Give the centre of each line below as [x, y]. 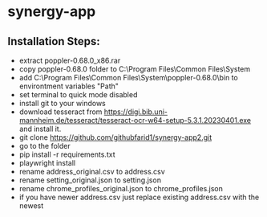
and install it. [40, 129]
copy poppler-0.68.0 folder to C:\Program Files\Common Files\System [135, 69]
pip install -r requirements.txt [67, 154]
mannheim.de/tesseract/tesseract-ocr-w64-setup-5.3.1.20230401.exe [135, 120]
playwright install [47, 163]
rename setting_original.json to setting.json [90, 180]
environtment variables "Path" [69, 86]
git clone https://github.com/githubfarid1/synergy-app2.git [115, 137]
